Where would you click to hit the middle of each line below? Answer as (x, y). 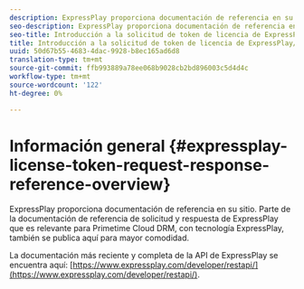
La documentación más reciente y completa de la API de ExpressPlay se (144, 256)
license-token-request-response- (139, 165)
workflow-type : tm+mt (50, 77)
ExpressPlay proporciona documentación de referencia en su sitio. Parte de (150, 210)
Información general (87, 146)
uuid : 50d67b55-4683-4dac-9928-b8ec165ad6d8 (95, 51)
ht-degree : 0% (36, 93)
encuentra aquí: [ (41, 265)
